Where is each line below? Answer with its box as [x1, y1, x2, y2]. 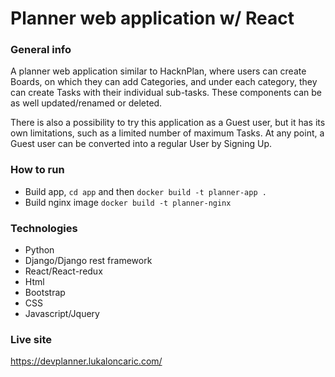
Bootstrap [24, 287, 66, 299]
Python [24, 244, 55, 256]
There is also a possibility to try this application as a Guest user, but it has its [10, 117, 326, 129]
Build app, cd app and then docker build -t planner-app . [24, 185, 267, 197]
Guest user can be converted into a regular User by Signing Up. [10, 138, 273, 150]
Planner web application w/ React [10, 7, 295, 30]
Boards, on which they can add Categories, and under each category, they [10, 76, 318, 88]
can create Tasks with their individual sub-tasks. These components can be [10, 87, 323, 99]
